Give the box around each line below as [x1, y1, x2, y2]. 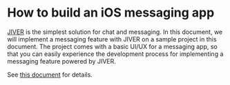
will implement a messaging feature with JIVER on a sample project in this [7, 35, 217, 43]
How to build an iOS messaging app [7, 5, 215, 21]
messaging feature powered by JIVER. [7, 57, 116, 65]
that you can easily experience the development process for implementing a [7, 50, 224, 58]
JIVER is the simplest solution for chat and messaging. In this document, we [7, 28, 223, 36]
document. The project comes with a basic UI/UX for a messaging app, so [7, 42, 218, 50]
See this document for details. [7, 70, 93, 79]
